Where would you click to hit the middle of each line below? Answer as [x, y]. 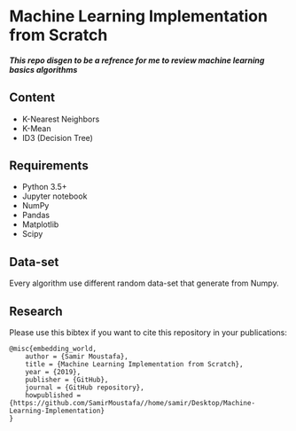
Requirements [49, 165]
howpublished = [53, 396]
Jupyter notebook [55, 196]
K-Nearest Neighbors [61, 119]
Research [36, 311]
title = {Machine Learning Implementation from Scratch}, [134, 364]
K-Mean [36, 128]
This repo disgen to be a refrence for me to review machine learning [137, 60]
